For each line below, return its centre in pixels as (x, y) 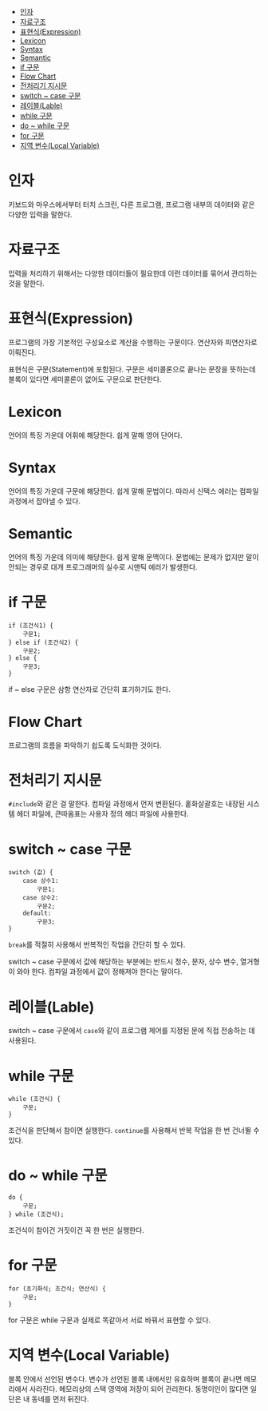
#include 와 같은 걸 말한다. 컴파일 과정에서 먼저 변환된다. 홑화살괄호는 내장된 (127, 804)
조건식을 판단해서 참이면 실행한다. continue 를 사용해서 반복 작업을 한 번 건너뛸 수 (134, 1131)
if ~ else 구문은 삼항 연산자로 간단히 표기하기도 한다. (90, 689)
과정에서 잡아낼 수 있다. (45, 501)
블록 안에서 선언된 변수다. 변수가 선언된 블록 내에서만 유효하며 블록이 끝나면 (125, 1379)
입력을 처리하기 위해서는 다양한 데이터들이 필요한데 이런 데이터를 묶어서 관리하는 (133, 273)
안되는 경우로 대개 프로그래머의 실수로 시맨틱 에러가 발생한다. (103, 566)
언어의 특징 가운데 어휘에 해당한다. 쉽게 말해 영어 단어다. (95, 435)
